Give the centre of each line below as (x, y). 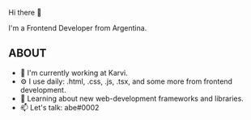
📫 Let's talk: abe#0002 (60, 107)
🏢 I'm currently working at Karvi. (74, 72)
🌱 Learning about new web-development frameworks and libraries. (132, 98)
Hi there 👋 (25, 12)
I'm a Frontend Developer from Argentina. (78, 28)
